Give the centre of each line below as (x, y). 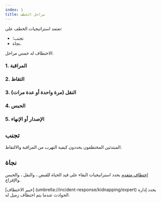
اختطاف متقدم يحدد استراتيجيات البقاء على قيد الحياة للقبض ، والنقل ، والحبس (77, 175)
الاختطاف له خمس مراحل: (29, 53)
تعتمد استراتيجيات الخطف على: (34, 28)
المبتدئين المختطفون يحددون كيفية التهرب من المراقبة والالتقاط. (64, 147)
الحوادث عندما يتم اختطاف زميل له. (38, 195)
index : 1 (14, 10)
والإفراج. (13, 180)
